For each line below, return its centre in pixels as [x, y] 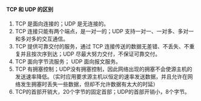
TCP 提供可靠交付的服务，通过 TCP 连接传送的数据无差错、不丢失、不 [102, 47]
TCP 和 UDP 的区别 [30, 9]
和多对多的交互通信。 [41, 39]
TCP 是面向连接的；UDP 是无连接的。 [62, 24]
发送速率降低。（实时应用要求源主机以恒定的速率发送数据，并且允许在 [101, 77]
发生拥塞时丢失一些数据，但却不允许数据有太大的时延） [89, 84]
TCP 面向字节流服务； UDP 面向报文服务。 [68, 62]
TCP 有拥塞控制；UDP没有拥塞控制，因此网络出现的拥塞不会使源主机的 [104, 69]
